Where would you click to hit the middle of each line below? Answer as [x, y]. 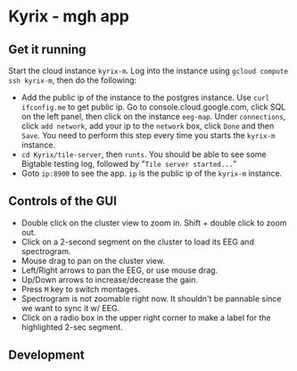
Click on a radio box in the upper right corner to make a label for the [146, 317]
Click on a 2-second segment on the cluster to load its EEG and [138, 242]
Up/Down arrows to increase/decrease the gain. [109, 279]
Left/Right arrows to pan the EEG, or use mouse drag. [120, 270]
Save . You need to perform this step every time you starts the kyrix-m [148, 135]
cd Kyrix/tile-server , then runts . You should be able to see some [144, 154]
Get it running [47, 49]
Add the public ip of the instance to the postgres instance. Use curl [145, 97]
